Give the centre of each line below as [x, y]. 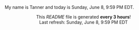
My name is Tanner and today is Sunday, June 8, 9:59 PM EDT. [69, 7]
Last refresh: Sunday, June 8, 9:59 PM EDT [83, 22]
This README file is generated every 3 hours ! [83, 17]
